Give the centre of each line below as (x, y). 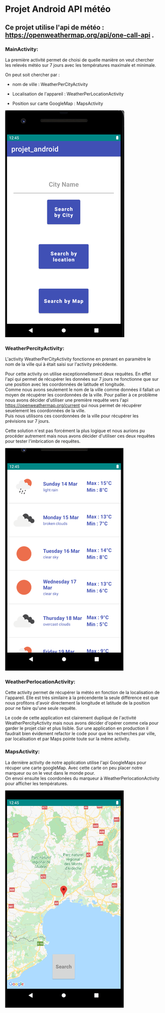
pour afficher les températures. (37, 783)
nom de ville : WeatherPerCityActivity (50, 84)
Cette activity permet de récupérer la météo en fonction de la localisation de (82, 693)
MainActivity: (22, 49)
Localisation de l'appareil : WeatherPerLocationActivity (68, 94)
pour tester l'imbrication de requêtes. (43, 441)
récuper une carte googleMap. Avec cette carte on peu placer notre (74, 768)
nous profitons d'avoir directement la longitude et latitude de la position (78, 703)
